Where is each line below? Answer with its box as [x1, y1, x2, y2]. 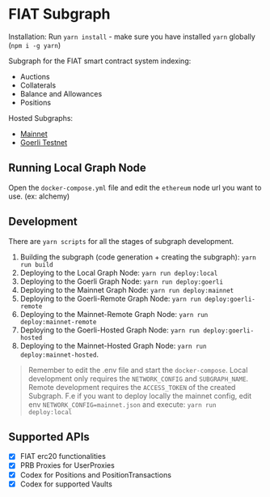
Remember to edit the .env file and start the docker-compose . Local [27, 365, 248, 375]
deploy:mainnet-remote [19, 318, 97, 326]
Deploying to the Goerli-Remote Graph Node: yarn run [19, 293, 202, 303]
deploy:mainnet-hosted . [19, 349, 99, 359]
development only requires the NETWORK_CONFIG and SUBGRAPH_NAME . [27, 374, 249, 383]
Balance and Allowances [19, 88, 103, 98]
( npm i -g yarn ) [8, 40, 61, 49]
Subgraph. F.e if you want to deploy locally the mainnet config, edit [27, 391, 252, 401]
